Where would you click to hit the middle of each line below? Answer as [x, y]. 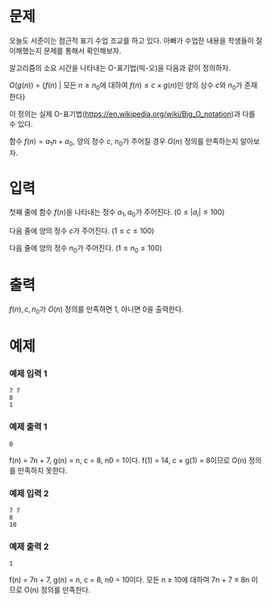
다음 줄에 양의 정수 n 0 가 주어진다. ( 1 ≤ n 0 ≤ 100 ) [85, 249]
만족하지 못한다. [42, 470]
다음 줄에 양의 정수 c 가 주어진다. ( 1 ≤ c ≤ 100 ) [82, 231]
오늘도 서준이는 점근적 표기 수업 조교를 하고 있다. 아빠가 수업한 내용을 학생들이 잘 [136, 40]
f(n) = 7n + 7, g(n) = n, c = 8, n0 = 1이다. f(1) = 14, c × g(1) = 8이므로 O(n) [128, 460]
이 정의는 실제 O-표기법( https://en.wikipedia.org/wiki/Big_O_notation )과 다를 [132, 113]
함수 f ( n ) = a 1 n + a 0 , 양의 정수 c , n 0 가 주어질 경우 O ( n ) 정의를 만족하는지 [124, 142]
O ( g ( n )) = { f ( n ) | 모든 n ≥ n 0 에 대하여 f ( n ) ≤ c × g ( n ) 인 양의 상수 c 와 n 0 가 [126, 86]
